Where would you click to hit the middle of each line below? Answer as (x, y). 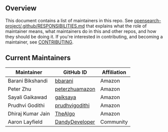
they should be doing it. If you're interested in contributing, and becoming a (84, 36)
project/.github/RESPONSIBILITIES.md (45, 26)
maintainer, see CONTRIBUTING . (39, 42)
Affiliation (114, 72)
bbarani (64, 80)
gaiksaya (66, 97)
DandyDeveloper (75, 122)
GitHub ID (75, 72)
